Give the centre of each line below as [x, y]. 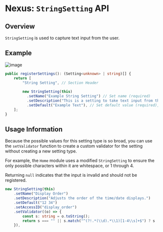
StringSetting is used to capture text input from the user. [62, 38]
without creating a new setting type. [41, 151]
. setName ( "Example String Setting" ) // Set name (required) [89, 96]
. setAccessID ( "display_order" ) [45, 207]
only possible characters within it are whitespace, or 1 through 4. [70, 166]
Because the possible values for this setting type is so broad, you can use [79, 141]
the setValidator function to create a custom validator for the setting [74, 146]
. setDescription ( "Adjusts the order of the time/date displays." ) [82, 198]
